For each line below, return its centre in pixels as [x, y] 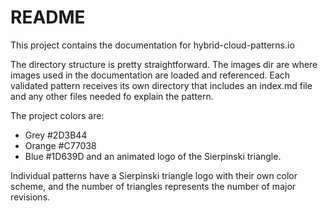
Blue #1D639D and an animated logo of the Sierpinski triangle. [153, 156]
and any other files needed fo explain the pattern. [112, 96]
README [48, 17]
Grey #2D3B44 [56, 135]
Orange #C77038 [60, 145]
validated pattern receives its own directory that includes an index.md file [161, 85]
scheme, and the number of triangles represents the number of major [153, 186]
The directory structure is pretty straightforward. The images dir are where [164, 64]
